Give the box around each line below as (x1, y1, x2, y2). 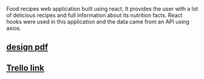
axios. (6, 24, 21, 32)
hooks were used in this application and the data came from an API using (6, 18, 190, 25)
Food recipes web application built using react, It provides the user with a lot (6, 5, 199, 12)
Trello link (6, 63, 44, 73)
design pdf (6, 42, 49, 52)
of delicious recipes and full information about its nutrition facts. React (6, 12, 183, 19)
